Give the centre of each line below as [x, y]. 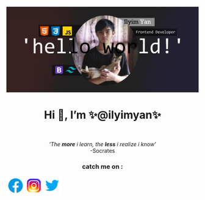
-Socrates [103, 150]
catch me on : [103, 166]
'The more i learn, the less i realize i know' [103, 144]
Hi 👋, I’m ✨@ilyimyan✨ [103, 115]
